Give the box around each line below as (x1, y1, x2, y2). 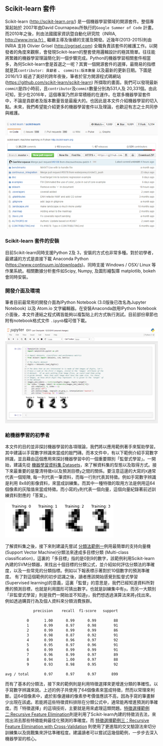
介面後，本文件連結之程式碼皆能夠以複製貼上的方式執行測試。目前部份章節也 (5, 311, 158, 318)
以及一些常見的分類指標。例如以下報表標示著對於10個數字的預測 (13, 568, 142, 574)
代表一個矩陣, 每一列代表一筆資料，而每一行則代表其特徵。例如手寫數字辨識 (5, 474, 156, 480)
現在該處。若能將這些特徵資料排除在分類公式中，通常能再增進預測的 (13, 699, 149, 705)
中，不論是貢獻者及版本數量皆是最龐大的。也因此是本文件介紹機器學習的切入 (5, 97, 158, 103)
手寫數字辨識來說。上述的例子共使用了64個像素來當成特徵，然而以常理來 (5, 687, 151, 693)
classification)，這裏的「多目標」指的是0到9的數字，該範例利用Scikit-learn (5, 555, 155, 561)
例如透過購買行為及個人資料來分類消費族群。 (5, 598, 95, 604)
